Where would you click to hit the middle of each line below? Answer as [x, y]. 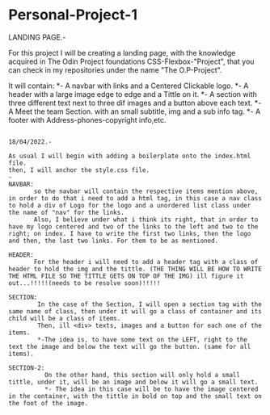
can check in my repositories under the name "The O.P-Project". [115, 69]
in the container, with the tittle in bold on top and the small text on [135, 396]
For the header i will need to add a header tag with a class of [146, 262]
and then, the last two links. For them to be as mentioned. [114, 241]
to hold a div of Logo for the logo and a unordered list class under [130, 205]
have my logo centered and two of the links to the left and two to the [133, 226]
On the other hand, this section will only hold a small [142, 375]
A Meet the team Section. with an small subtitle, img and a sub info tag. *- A [135, 111]
